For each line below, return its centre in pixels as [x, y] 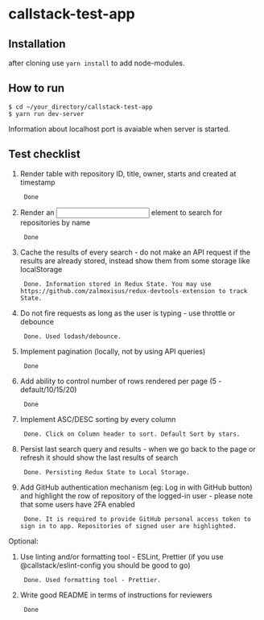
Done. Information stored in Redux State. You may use [118, 284]
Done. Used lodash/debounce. [73, 336]
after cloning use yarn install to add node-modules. [97, 63]
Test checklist [44, 154]
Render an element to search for [121, 212]
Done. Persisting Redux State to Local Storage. [107, 472]
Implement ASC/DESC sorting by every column [98, 419]
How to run [37, 88]
